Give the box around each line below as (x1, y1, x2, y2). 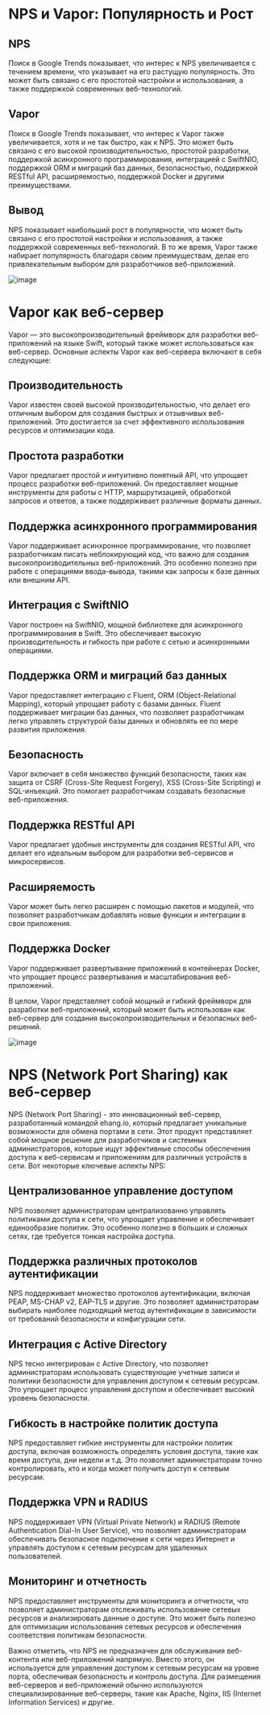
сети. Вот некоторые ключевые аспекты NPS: (8, 1161, 167, 1170)
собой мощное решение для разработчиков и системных (8, 1135, 207, 1144)
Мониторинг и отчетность (8, 1575, 147, 1588)
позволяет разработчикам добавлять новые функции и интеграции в (8, 910, 246, 920)
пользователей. (8, 1551, 63, 1560)
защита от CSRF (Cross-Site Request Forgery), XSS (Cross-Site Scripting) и (8, 778, 261, 787)
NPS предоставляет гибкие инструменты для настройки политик (8, 1438, 234, 1447)
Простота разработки (8, 449, 124, 463)
